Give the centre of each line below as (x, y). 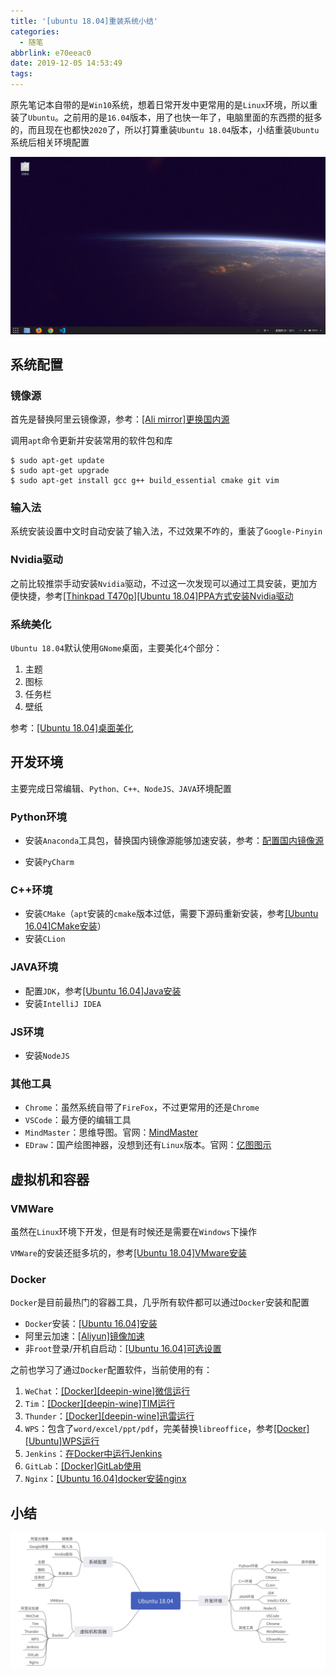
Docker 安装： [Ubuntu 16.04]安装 (91, 1324)
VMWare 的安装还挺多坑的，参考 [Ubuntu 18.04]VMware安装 (128, 1253)
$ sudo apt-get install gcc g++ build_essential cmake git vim (145, 481)
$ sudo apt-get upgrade (60, 471)
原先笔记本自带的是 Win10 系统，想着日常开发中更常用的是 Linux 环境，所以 (160, 104)
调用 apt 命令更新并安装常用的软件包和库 (91, 441)
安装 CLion (45, 939)
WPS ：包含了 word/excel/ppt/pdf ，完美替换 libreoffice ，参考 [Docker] (167, 1429)
